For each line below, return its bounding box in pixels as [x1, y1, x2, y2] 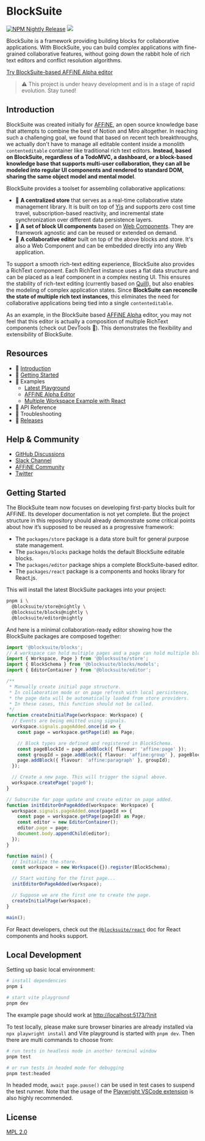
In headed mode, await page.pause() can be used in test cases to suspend [6, 1081, 195, 1089]
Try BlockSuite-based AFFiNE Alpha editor [6, 68, 113, 76]
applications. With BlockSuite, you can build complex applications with [6, 43, 184, 51]
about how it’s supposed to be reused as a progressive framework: [6, 523, 174, 531]
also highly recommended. [6, 1095, 73, 1102]
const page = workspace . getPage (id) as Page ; [17, 729, 135, 735]
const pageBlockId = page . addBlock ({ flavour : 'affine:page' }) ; [17, 746, 187, 752]
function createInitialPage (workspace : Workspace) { [6, 712, 143, 718]
